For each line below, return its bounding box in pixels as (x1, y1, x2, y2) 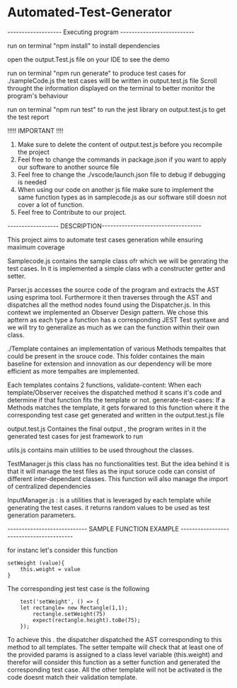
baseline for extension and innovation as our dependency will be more (7, 359, 212, 368)
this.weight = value (20, 565, 81, 573)
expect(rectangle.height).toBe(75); (33, 616, 141, 624)
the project (17, 147, 50, 156)
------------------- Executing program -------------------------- (7, 28, 195, 36)
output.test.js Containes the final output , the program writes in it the (7, 424, 207, 433)
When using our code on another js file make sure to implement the (17, 185, 214, 193)
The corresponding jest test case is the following (7, 584, 150, 592)
